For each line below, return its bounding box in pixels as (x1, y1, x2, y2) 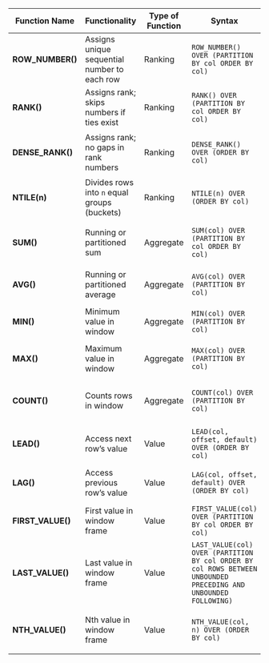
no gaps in (85, 142, 125, 153)
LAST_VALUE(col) (191, 540, 254, 549)
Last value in (85, 557, 133, 568)
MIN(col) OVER (191, 309, 246, 318)
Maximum (85, 344, 122, 354)
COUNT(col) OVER (191, 388, 254, 397)
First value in (85, 505, 134, 516)
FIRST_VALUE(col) (191, 504, 258, 513)
